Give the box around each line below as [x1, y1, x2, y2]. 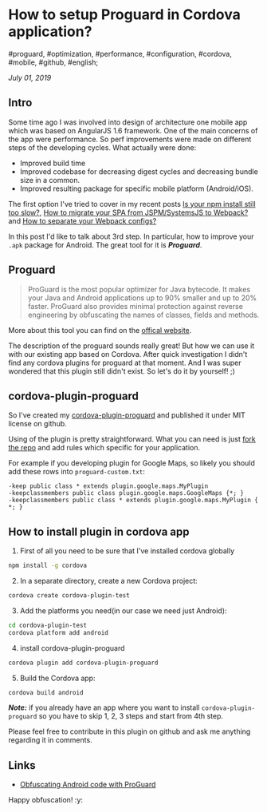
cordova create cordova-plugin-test [8, 592, 130, 600]
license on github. [8, 419, 68, 429]
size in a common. [19, 175, 80, 184]
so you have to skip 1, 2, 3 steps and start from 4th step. [38, 711, 223, 721]
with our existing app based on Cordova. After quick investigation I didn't [8, 349, 248, 358]
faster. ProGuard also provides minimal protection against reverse [27, 301, 243, 311]
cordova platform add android [8, 628, 109, 636]
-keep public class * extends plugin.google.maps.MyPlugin [8, 482, 209, 490]
